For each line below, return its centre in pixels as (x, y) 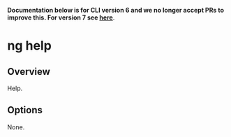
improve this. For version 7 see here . (61, 17)
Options (25, 110)
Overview (29, 72)
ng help (30, 46)
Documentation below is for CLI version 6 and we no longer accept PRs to (116, 10)
